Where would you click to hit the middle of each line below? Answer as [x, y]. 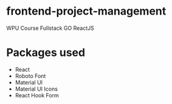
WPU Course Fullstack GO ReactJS [50, 28]
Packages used [46, 53]
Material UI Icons [36, 89]
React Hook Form [37, 95]
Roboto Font [30, 76]
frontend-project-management [86, 11]
